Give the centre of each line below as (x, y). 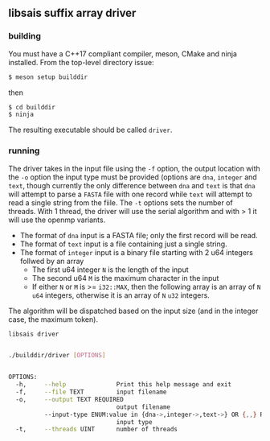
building (25, 36)
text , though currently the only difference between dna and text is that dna (132, 185)
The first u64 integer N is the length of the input (110, 270)
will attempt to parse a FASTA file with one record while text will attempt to (131, 194)
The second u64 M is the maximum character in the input (125, 278)
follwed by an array (52, 261)
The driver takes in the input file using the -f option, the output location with (135, 168)
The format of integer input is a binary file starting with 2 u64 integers (136, 252)
